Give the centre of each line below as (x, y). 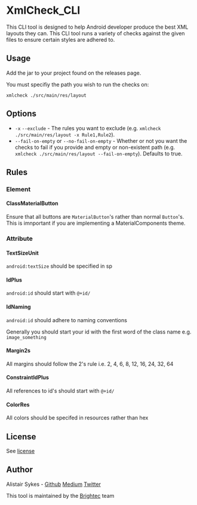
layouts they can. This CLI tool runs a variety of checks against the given (96, 33)
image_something (26, 337)
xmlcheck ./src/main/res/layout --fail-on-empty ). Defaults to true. (99, 154)
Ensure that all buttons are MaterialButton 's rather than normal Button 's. (95, 217)
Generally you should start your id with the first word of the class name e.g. (99, 332)
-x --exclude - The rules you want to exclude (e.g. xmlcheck (88, 128)
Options (21, 114)
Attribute (19, 238)
